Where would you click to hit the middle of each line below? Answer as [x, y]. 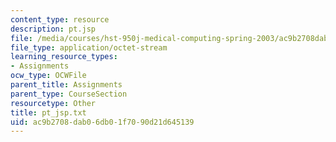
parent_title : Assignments [66, 85]
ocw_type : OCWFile [48, 76]
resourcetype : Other [53, 103]
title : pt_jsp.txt [48, 112]
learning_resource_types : [64, 57]
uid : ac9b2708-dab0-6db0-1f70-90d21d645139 [102, 122]
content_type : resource [60, 19]
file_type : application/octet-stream [89, 47]
